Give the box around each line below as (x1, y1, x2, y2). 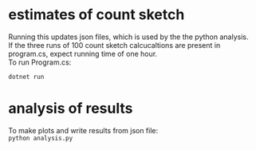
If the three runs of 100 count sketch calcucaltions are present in (8, 40, 221, 49)
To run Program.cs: (8, 57, 72, 67)
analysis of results (8, 100, 133, 117)
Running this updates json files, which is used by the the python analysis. (8, 32, 249, 41)
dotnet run (8, 73, 45, 81)
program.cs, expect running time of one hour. (8, 49, 158, 58)
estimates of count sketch (8, 6, 185, 24)
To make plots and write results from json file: (8, 125, 159, 135)
